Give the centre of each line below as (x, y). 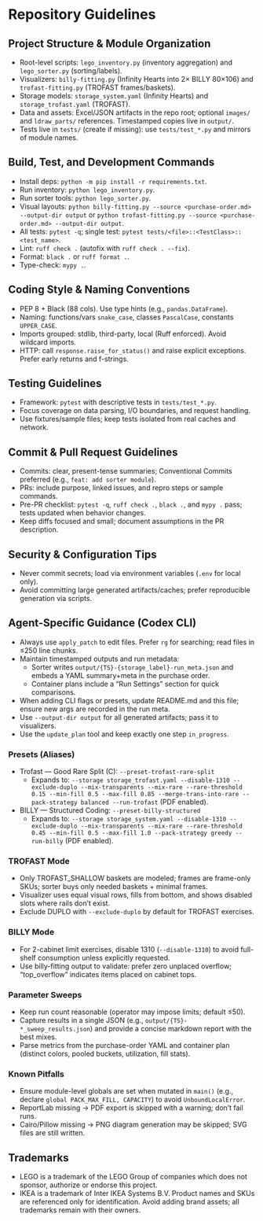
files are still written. (52, 1133)
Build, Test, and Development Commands (111, 162)
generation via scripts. (56, 599)
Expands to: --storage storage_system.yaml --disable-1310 (129, 819)
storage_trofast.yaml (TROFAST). (75, 104)
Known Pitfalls (36, 1074)
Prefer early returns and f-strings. (74, 359)
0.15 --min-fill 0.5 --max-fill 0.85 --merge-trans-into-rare (135, 795)
